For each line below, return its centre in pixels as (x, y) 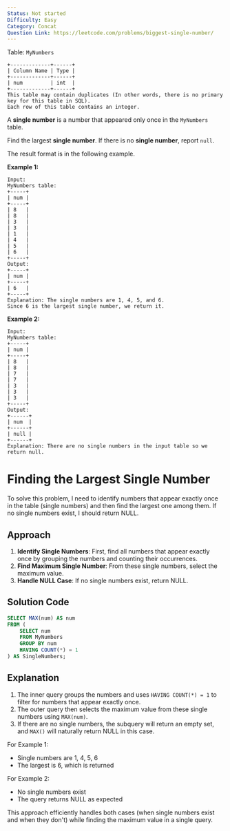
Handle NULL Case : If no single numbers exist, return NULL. (103, 580)
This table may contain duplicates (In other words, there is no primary (115, 95)
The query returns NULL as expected (70, 799)
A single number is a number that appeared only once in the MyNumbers (108, 120)
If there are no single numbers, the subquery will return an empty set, (116, 724)
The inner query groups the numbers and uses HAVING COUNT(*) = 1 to (117, 694)
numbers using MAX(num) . (52, 716)
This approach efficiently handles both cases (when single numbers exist (111, 812)
